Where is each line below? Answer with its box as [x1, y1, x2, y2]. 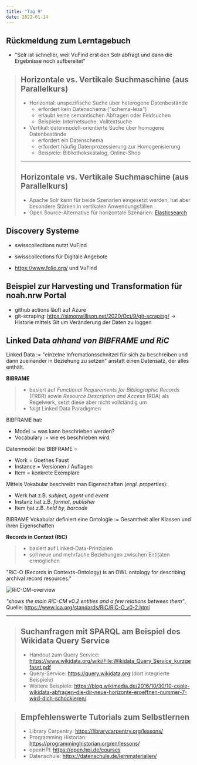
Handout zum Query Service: [29, 651, 100, 658]
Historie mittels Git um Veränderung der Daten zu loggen [14, 318, 152, 326]
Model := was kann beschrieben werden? [14, 428, 115, 435]
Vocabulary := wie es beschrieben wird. [14, 434, 111, 441]
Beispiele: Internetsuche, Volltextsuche [38, 118, 133, 125]
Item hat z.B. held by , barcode [14, 504, 88, 511]
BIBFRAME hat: [6, 416, 43, 423]
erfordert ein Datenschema [38, 137, 104, 144]
